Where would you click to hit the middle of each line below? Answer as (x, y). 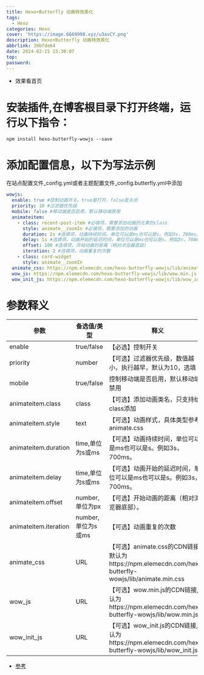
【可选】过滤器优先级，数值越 (151, 359)
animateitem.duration (39, 448)
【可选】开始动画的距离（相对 (151, 498)
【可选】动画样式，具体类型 (148, 420)
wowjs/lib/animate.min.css (147, 579)
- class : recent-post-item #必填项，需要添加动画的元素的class (93, 223)
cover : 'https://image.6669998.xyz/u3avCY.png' (68, 35)
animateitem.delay (36, 477)
